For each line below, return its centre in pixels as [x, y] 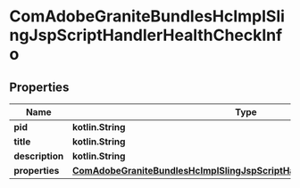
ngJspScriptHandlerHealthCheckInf [146, 35]
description [39, 156]
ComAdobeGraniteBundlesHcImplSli [147, 16]
